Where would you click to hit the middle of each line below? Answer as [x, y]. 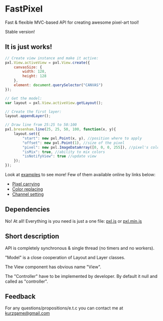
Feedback [20, 297]
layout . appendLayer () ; [28, 116]
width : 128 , [35, 72]
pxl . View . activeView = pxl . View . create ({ [48, 62]
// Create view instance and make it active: [52, 58]
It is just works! [29, 47]
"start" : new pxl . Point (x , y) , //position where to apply [82, 138]
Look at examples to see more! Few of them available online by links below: [80, 175]
